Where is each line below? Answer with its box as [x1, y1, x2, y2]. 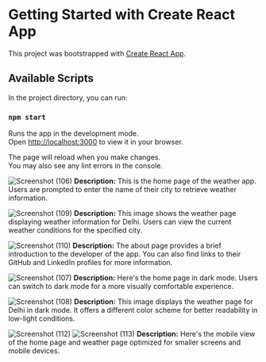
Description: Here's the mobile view [136, 329, 256, 339]
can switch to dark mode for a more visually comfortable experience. [8, 282, 234, 291]
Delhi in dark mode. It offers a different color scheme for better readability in [8, 306, 258, 315]
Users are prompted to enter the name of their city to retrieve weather [8, 185, 237, 194]
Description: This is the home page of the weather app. [74, 176, 256, 186]
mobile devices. [8, 346, 60, 356]
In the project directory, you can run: [8, 93, 128, 102]
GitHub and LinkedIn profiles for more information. [8, 258, 173, 268]
